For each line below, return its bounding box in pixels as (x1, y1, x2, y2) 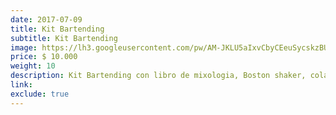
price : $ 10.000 (10, 52, 78, 62)
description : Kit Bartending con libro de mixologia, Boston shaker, (10, 71, 307, 81)
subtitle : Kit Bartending (10, 33, 118, 43)
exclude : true (10, 89, 70, 99)
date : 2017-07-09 (10, 14, 83, 25)
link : (10, 80, 33, 90)
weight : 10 (10, 61, 56, 71)
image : (10, 42, 38, 53)
